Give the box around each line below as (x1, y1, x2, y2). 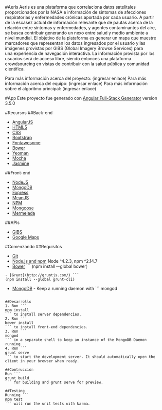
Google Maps (12, 234, 39, 240)
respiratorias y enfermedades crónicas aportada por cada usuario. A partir (5, 15, 155, 20)
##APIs (5, 220, 20, 225)
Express (12, 189, 29, 195)
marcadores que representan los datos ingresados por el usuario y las (5, 40, 145, 46)
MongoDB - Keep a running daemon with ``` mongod (12, 286, 118, 291)
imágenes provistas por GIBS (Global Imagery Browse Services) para (5, 46, 144, 51)
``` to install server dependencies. (5, 312, 82, 317)
